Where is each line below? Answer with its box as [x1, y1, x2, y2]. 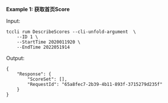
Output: [6, 55, 25, 61]
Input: [6, 18, 21, 24]
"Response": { [17, 71, 51, 77]
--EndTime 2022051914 [17, 44, 70, 50]
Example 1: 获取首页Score [6, 6, 70, 12]
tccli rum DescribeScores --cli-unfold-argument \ [6, 29, 136, 35]
